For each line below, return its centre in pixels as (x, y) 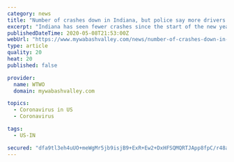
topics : (18, 104)
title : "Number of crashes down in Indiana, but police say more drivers (117, 20)
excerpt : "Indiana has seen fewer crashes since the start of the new (112, 26)
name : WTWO (29, 84)
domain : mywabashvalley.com (54, 91)
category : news (29, 14)
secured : (20, 148)
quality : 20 (24, 53)
